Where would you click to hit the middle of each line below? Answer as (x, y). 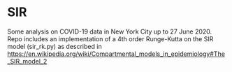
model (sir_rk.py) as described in (55, 46)
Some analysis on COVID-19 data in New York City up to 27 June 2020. (110, 31)
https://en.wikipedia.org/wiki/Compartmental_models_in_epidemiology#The (116, 54)
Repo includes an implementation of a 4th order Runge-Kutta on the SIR (110, 38)
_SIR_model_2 (27, 61)
